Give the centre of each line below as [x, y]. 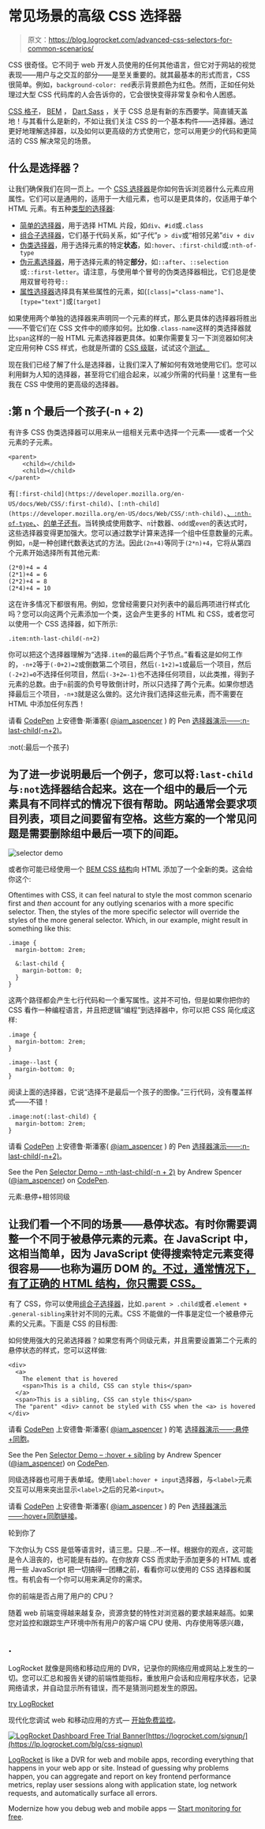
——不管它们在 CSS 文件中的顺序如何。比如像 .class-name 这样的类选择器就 [130, 328]
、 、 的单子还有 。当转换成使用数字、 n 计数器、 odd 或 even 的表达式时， [142, 523]
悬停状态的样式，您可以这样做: [58, 1350]
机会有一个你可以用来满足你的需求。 [88, 1579]
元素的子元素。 [32, 442]
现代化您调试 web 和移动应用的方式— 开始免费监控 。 [94, 1720]
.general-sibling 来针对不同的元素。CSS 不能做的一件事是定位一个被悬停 [127, 1314]
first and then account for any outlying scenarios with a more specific [121, 903]
